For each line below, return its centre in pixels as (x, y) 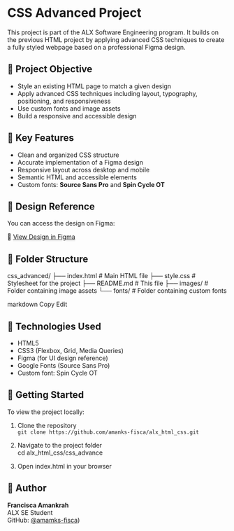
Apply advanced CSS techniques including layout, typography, (107, 93)
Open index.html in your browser (64, 466)
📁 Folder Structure (48, 259)
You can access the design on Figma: (61, 223)
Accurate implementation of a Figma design (80, 162)
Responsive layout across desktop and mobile (83, 170)
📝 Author (27, 488)
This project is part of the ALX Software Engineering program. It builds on (113, 32)
